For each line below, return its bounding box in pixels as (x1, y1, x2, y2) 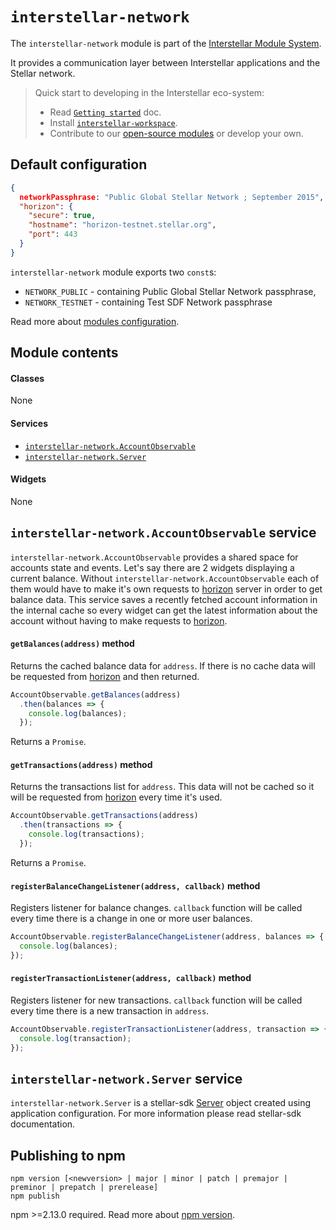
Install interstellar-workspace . (49, 116, 178, 128)
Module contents (10, 344, 119, 362)
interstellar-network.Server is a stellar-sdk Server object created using (10, 1097, 312, 1109)
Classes (10, 372, 45, 384)
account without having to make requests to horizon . (10, 614, 228, 627)
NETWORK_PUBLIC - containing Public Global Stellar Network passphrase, (24, 285, 317, 297)
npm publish (10, 1191, 60, 1202)
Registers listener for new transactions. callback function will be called (10, 994, 303, 1006)
